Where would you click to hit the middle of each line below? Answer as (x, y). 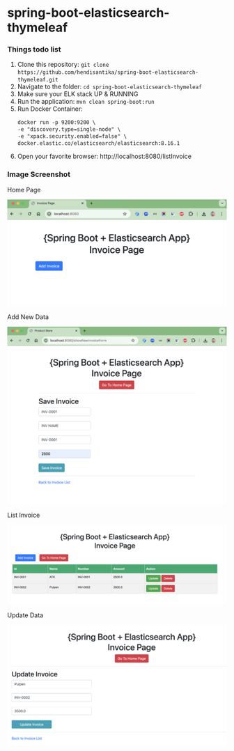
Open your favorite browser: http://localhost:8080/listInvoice (104, 156)
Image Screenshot (39, 174)
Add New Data (28, 317)
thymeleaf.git (38, 80)
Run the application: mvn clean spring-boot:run (86, 102)
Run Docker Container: (50, 109)
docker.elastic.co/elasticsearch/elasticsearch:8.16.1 (99, 144)
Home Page (24, 189)
